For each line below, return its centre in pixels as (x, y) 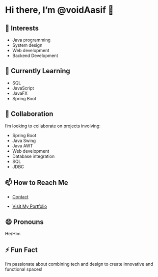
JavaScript (23, 88)
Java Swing (24, 140)
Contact (20, 197)
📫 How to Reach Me (37, 183)
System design (27, 45)
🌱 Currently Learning (38, 71)
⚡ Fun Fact (21, 250)
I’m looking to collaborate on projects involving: (53, 126)
